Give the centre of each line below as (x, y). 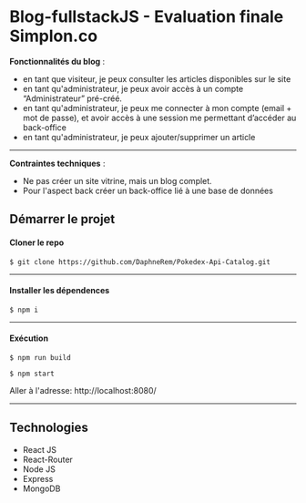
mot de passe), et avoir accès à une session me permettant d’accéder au (159, 118)
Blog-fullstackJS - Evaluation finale (147, 17)
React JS (40, 449)
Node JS (39, 469)
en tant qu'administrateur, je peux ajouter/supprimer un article (139, 137)
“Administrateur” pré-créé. (72, 98)
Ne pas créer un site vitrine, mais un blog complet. (117, 180)
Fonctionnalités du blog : (57, 61)
